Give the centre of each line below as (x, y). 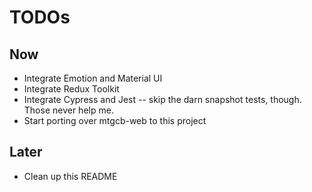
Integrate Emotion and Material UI (93, 78)
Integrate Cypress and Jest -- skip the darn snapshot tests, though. (162, 99)
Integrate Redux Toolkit (71, 89)
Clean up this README (70, 176)
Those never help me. (68, 110)
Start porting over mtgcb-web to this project (115, 120)
